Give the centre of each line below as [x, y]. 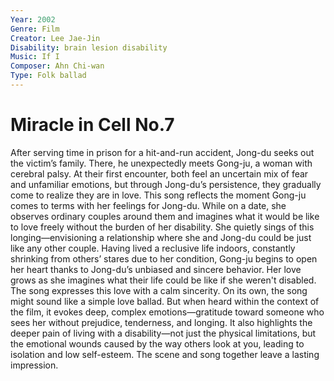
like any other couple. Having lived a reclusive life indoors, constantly [153, 248]
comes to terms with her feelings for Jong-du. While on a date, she [148, 205]
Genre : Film [35, 29]
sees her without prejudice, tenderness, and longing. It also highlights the [161, 322]
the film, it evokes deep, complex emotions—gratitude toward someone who [167, 312]
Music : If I [35, 57]
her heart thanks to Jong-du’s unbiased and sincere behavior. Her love [156, 269]
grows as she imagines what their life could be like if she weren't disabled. [163, 280]
